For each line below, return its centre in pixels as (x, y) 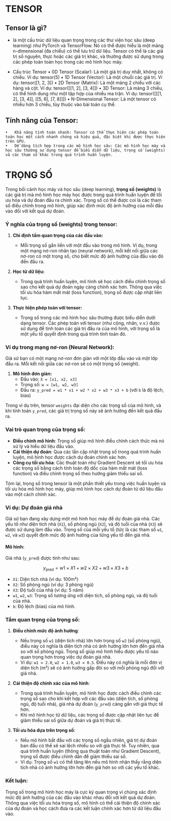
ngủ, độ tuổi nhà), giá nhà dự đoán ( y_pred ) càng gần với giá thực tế (92, 704)
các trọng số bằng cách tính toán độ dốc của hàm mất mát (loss (80, 468)
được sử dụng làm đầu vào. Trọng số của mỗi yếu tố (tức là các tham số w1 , (84, 529)
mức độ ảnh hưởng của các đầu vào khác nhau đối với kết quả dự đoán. (81, 797)
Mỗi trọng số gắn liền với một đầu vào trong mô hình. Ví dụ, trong (89, 245)
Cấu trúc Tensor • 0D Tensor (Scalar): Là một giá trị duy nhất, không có (88, 72)
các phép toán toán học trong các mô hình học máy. (68, 62)
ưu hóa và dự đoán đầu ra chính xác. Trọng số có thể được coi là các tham (83, 200)
